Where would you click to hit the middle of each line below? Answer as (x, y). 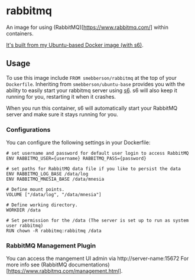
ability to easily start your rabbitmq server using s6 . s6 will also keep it (92, 90)
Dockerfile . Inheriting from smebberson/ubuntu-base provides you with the (95, 84)
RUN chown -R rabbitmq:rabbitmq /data (54, 231)
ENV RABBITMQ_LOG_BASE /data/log (47, 174)
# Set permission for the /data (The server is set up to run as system (97, 221)
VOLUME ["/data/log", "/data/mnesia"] (54, 195)
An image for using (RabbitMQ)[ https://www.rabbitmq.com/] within (87, 27)
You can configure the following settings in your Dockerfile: (78, 142)
